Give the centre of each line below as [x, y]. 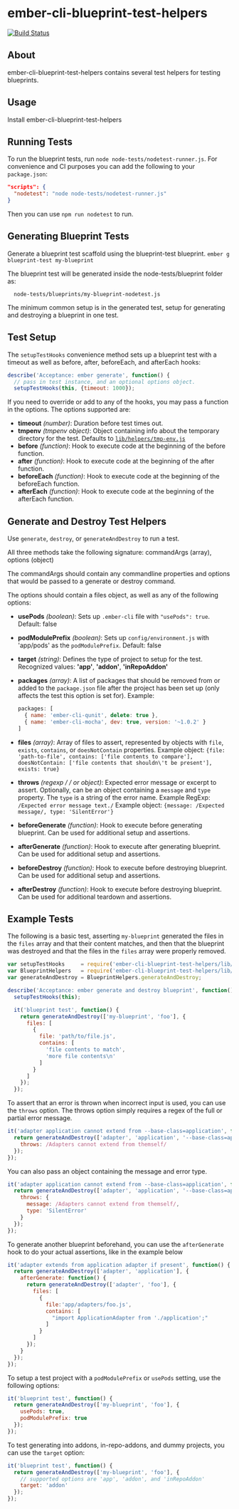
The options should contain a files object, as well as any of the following [113, 595]
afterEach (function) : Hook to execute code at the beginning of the [116, 491]
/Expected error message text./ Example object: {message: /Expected [121, 805]
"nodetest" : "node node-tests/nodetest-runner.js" [90, 194]
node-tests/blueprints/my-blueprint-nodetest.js [87, 294]
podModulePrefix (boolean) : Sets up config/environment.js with [113, 638]
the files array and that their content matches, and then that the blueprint [116, 944]
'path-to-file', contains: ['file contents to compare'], [105, 756]
